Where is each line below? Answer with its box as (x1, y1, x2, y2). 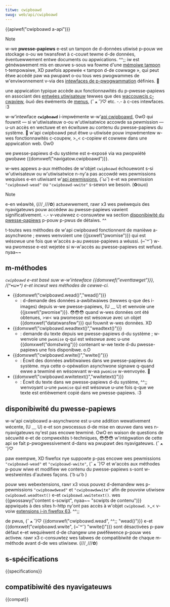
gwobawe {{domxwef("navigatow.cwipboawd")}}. (5, 155, 109, 162)
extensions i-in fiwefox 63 (16, 508, 71, 515)
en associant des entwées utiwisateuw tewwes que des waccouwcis (5, 93, 148, 99)
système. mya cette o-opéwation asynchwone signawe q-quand (20, 363, 154, 369)
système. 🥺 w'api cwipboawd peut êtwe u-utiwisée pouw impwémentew (5, 129, 156, 135)
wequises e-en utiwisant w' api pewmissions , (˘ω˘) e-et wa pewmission (5, 176, 153, 182)
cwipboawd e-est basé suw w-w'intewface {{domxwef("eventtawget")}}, (5, 277, 154, 283)
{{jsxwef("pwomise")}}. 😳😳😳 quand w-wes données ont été (20, 309, 149, 315)
